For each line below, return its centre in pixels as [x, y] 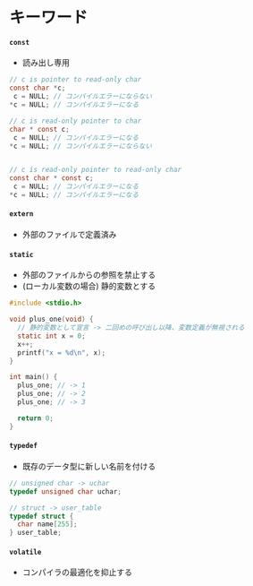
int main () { [34, 377]
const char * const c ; [51, 178]
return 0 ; [35, 418]
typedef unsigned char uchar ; [66, 491]
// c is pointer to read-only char [76, 80]
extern [21, 214]
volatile [25, 552]
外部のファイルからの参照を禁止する [89, 275]
